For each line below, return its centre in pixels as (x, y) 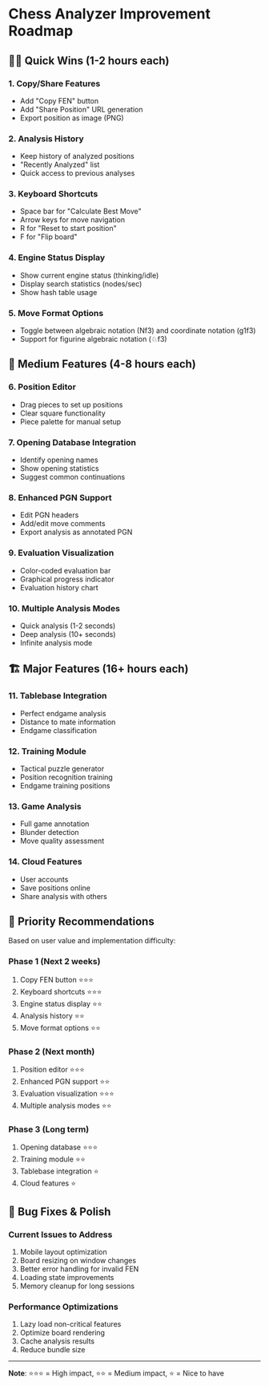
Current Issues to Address (60, 1234)
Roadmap (41, 31)
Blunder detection (49, 833)
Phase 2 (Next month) (52, 1052)
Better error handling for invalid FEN (79, 1269)
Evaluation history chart (59, 587)
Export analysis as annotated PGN (76, 532)
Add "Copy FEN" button (59, 100)
